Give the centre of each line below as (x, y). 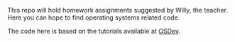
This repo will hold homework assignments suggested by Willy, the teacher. (118, 10)
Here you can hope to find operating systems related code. (94, 17)
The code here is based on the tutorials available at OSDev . (94, 31)
